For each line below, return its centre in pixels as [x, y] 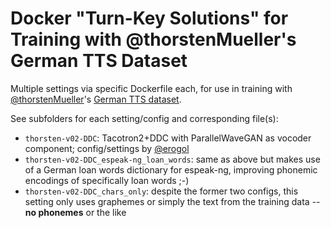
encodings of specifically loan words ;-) [107, 180]
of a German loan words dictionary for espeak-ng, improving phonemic [171, 169]
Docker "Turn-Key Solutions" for [149, 18]
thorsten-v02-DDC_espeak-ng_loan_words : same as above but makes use [172, 159]
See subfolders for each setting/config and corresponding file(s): [144, 118]
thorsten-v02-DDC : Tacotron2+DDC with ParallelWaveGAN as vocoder [168, 138]
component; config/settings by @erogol [107, 148]
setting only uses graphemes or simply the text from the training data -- [172, 201]
